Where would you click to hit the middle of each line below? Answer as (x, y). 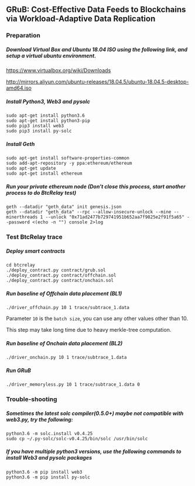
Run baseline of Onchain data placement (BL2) (64, 343)
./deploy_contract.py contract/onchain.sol (60, 281)
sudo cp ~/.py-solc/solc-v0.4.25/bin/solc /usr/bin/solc (77, 439)
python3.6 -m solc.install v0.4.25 (49, 433)
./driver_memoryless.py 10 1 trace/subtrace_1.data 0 (73, 384)
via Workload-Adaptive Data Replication (81, 19)
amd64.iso (19, 88)
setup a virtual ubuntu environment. (51, 56)
